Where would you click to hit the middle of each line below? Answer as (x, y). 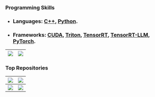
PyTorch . (24, 41)
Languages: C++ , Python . (45, 21)
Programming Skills (30, 8)
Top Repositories (27, 68)
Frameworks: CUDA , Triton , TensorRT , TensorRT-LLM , (81, 35)
